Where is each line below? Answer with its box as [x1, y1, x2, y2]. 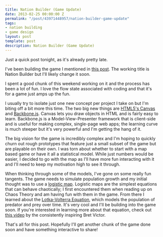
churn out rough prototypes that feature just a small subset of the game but [5, 140, 157, 146]
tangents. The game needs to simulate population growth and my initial [5, 176, 147, 182]
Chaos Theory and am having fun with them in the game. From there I [5, 191, 145, 197]
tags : [5, 20, 16, 26]
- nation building [5, 25, 42, 30]
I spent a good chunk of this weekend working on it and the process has [5, 81, 150, 86]
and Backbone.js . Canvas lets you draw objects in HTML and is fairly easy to [5, 110, 159, 117]
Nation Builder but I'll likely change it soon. [5, 71, 91, 77]
